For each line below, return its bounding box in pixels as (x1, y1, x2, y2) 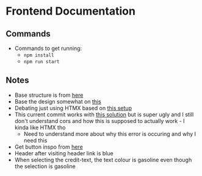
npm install (23, 52, 54, 58)
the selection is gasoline (14, 163, 76, 170)
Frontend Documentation (5, 4, 135, 18)
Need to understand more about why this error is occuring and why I (23, 130, 197, 138)
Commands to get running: (14, 44, 82, 52)
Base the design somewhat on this (14, 97, 101, 105)
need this (23, 136, 48, 144)
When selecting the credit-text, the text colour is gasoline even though (14, 156, 192, 163)
